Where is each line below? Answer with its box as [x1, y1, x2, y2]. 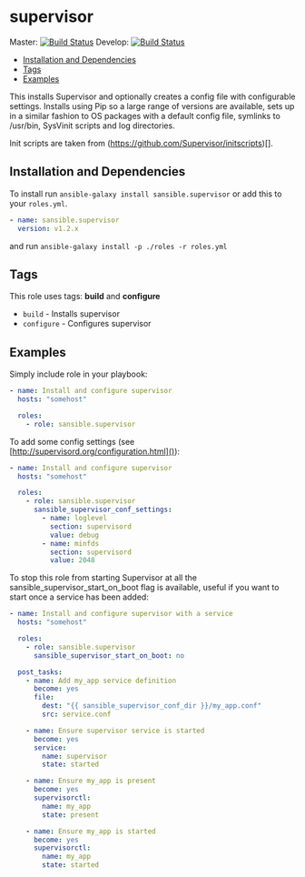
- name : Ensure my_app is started [25, 826, 156, 836]
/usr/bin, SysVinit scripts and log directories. [9, 120, 175, 131]
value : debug [49, 530, 100, 539]
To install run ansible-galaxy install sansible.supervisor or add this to [9, 188, 282, 199]
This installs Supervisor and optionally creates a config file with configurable [9, 91, 296, 102]
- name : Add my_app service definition [25, 676, 177, 685]
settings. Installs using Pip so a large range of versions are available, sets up [9, 100, 295, 111]
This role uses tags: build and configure [9, 291, 161, 302]
